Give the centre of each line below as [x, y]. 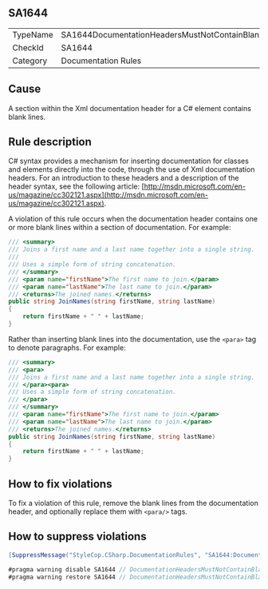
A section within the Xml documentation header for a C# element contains [130, 108]
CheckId [28, 47]
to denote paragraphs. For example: [67, 348]
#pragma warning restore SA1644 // [67, 577]
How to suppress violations [77, 537]
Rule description [50, 142]
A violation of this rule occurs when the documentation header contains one [133, 219]
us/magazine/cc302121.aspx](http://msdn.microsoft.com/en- [108, 195]
